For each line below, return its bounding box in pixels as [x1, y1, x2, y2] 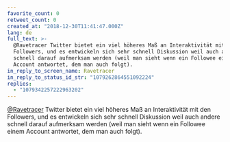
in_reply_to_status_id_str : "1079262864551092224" [7, 73, 155, 81]
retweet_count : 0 [7, 16, 57, 23]
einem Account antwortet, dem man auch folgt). [7, 128, 142, 136]
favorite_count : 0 [7, 10, 60, 17]
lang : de [7, 29, 32, 36]
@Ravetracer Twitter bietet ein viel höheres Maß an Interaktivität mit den [7, 106, 211, 114]
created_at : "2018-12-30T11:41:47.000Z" [7, 23, 125, 29]
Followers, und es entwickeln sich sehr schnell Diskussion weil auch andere [7, 113, 220, 121]
